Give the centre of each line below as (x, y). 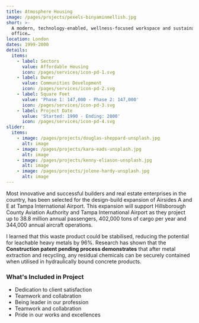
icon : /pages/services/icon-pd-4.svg (68, 122)
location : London (28, 39)
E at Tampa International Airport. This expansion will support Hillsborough (96, 206)
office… (21, 34)
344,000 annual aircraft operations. (49, 225)
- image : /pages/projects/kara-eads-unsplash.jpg (79, 149)
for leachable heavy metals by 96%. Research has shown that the (86, 243)
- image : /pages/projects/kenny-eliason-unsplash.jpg (84, 160)
